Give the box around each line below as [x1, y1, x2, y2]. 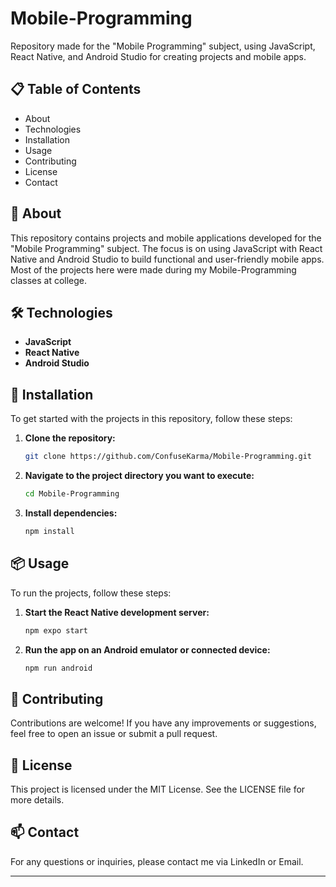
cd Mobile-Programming [24, 489, 120, 499]
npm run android [24, 663, 93, 673]
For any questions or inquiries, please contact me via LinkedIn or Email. [10, 855, 304, 867]
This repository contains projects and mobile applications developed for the [10, 232, 322, 244]
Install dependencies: [24, 507, 118, 519]
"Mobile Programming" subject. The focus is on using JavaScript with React [10, 242, 323, 254]
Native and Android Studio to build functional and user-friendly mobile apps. [10, 253, 325, 265]
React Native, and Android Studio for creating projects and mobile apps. [10, 50, 307, 62]
